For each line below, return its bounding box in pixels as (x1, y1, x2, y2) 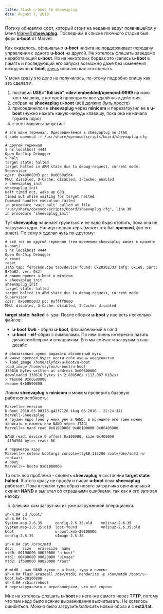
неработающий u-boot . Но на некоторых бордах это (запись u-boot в (5, 55, 150, 61)
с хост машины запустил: (12, 120, 65, 127)
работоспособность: (5, 395, 48, 401)
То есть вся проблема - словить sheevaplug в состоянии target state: (5, 472, 151, 478)
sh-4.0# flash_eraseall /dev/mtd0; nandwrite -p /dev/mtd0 (5, 572, 127, 577)
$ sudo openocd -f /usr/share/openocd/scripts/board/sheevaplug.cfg (5, 134, 147, 139)
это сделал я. (5, 80, 33, 86)
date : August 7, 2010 (5, 12, 49, 17)
